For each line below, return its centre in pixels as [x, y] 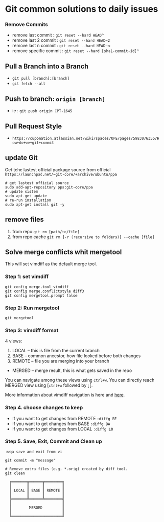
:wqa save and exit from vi [34, 452]
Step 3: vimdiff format [32, 330]
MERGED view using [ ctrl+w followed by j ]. [49, 385]
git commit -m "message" [30, 460]
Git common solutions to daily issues [82, 9]
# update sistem [22, 191]
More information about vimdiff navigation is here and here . [65, 395]
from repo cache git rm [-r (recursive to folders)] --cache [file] [83, 237]
